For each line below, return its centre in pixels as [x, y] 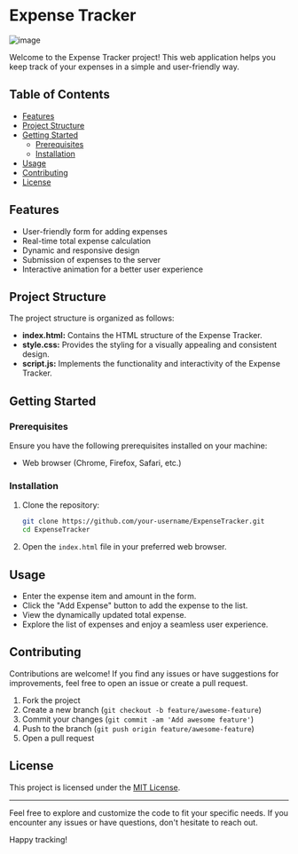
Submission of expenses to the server [91, 259]
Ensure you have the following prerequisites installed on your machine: [138, 446]
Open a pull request [58, 738]
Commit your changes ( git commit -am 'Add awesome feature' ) [138, 719]
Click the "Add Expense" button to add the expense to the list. [135, 605]
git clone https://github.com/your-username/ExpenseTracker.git [143, 522]
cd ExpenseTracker [56, 530]
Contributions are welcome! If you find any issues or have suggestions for [144, 673]
